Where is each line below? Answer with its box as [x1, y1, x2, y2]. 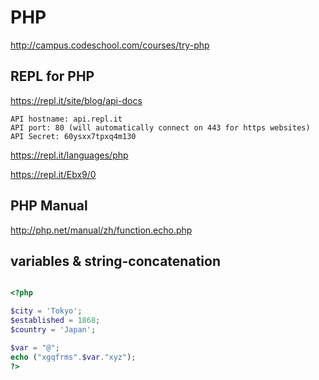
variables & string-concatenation [10, 252, 221, 270]
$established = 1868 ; [10, 316, 101, 326]
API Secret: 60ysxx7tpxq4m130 [10, 131, 137, 141]
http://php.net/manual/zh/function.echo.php [10, 224, 193, 236]
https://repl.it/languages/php [10, 149, 129, 161]
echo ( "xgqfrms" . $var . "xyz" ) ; [10, 352, 137, 362]
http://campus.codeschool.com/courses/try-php [10, 39, 210, 51]
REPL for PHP [10, 68, 95, 85]
